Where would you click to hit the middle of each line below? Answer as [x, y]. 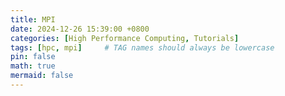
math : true [33, 66]
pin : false [33, 57]
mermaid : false [42, 76]
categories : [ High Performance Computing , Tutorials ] [125, 38]
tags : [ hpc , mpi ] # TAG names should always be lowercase [142, 47]
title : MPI [33, 19]
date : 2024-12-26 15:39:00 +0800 [80, 29]
